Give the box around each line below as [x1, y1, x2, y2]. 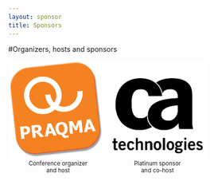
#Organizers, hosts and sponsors [8, 44, 118, 53]
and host [46, 166, 70, 175]
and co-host [141, 166, 174, 175]
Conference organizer [29, 159, 88, 167]
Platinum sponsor [134, 159, 181, 167]
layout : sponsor [8, 13, 62, 21]
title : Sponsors [8, 21, 62, 30]
